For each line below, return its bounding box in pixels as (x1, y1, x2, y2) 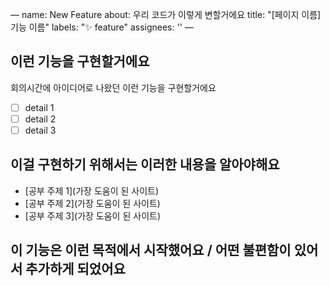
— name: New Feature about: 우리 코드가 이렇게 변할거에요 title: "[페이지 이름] (10, 9, 322, 20)
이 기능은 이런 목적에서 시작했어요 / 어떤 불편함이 (10, 242, 292, 259)
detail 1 (24, 101, 55, 113)
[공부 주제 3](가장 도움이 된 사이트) (24, 209, 161, 222)
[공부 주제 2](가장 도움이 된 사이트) (24, 197, 161, 209)
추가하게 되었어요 (25, 261, 126, 278)
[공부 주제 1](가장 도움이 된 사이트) (24, 184, 160, 197)
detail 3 (24, 124, 57, 136)
